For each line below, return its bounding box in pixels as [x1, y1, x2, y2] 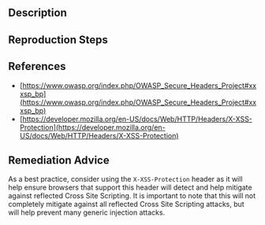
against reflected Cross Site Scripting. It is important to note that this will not [8, 191, 256, 201]
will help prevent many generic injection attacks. [8, 208, 166, 217]
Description [8, 6, 67, 20]
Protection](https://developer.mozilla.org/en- [19, 122, 166, 132]
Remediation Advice [8, 153, 110, 167]
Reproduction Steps [8, 33, 108, 46]
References [8, 60, 66, 73]
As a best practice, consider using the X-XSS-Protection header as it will [8, 175, 243, 184]
